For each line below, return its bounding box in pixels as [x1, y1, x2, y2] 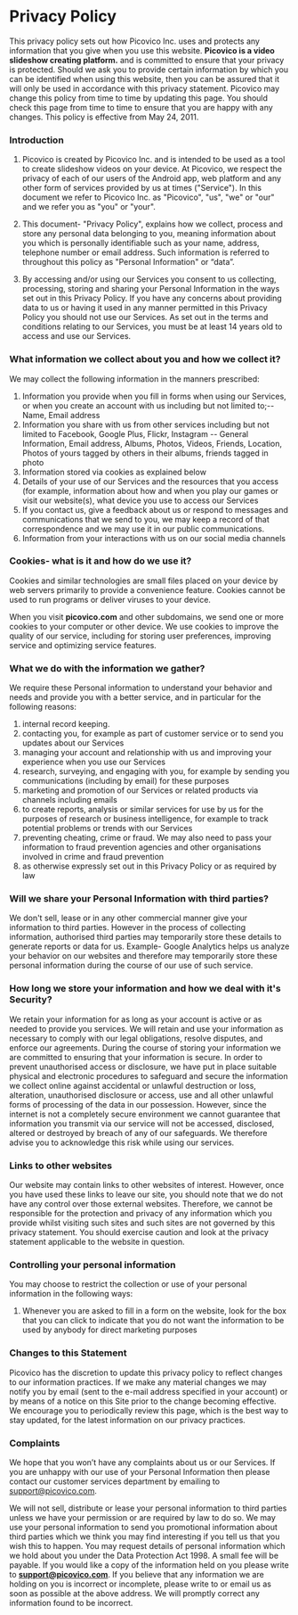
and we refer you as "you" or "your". [21, 202, 156, 212]
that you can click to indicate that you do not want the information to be [21, 1315, 285, 1326]
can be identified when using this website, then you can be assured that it [9, 73, 280, 84]
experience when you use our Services [21, 756, 166, 768]
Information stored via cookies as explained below [21, 466, 207, 477]
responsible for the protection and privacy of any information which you [9, 1208, 273, 1219]
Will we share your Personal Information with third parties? [9, 893, 270, 905]
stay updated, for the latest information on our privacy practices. [9, 1414, 246, 1425]
